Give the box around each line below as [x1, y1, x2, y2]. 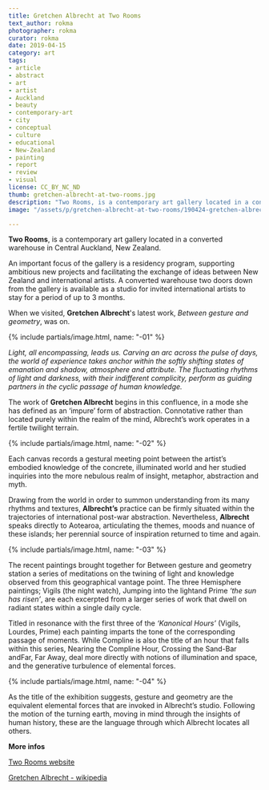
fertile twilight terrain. [8, 423, 79, 433]
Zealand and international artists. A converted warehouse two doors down [8, 276, 253, 286]
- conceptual [8, 124, 52, 132]
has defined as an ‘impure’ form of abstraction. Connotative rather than [8, 406, 243, 415]
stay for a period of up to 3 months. [8, 293, 126, 302]
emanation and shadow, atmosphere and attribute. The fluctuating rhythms [8, 365, 259, 375]
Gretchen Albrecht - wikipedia [8, 773, 108, 783]
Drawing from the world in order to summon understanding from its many [8, 495, 250, 505]
